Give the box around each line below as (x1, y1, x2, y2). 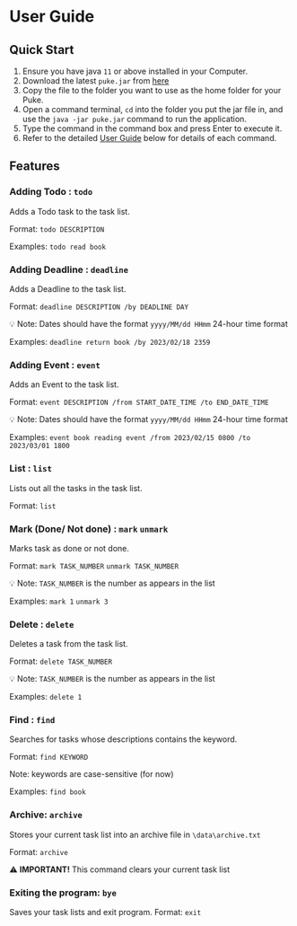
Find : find (9, 714, 56, 727)
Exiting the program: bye (9, 886, 117, 899)
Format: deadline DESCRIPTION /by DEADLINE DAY (9, 301, 189, 312)
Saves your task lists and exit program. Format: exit (9, 907, 202, 918)
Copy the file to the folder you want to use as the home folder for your (22, 85, 282, 95)
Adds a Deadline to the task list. (9, 283, 127, 294)
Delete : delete (9, 618, 74, 631)
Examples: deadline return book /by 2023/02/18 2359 (9, 336, 211, 347)
